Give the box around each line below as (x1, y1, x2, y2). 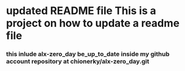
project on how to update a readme (6, 16, 180, 30)
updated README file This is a (6, 4, 157, 18)
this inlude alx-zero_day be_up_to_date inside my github (6, 50, 170, 58)
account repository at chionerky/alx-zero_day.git (6, 58, 150, 66)
